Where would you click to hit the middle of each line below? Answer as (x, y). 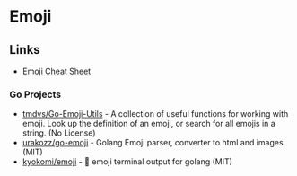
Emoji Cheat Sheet (57, 71)
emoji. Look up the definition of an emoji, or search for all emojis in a (148, 124)
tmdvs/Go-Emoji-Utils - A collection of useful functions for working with (155, 114)
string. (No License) (59, 133)
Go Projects (35, 94)
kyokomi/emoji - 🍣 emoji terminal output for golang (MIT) (127, 162)
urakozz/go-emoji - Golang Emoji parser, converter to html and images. (154, 143)
